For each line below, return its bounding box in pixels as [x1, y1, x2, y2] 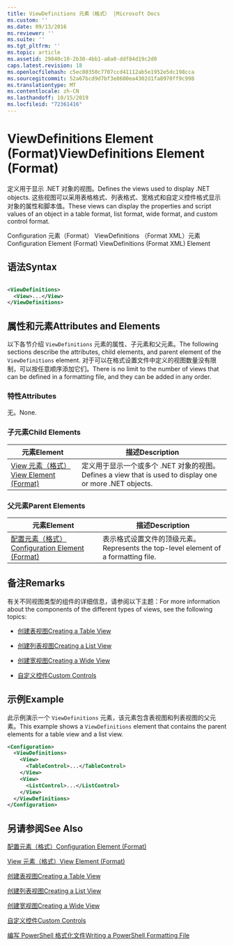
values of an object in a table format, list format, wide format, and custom [7, 210, 218, 218]
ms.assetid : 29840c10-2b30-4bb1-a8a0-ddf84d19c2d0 [7, 56, 157, 63]
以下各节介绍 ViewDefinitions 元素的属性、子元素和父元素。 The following [7, 340, 219, 348]
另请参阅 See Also [7, 823, 84, 835]
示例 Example [7, 694, 64, 706]
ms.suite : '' [7, 36, 45, 43]
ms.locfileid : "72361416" [7, 101, 82, 108]
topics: [7, 612, 27, 621]
